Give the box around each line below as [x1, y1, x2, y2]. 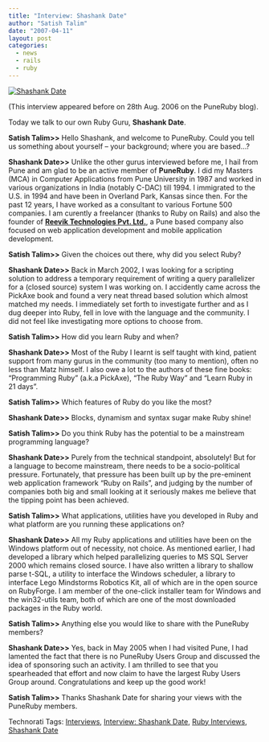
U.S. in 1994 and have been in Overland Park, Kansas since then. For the [8, 191, 248, 201]
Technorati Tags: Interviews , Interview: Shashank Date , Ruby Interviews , [8, 716, 247, 726]
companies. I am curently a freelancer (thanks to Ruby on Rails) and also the [8, 208, 261, 218]
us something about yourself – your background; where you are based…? [8, 141, 251, 151]
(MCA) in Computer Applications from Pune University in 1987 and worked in [8, 174, 262, 183]
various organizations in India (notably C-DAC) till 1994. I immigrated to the [8, 182, 255, 192]
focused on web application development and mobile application [8, 225, 222, 235]
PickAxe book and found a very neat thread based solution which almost [8, 290, 249, 300]
